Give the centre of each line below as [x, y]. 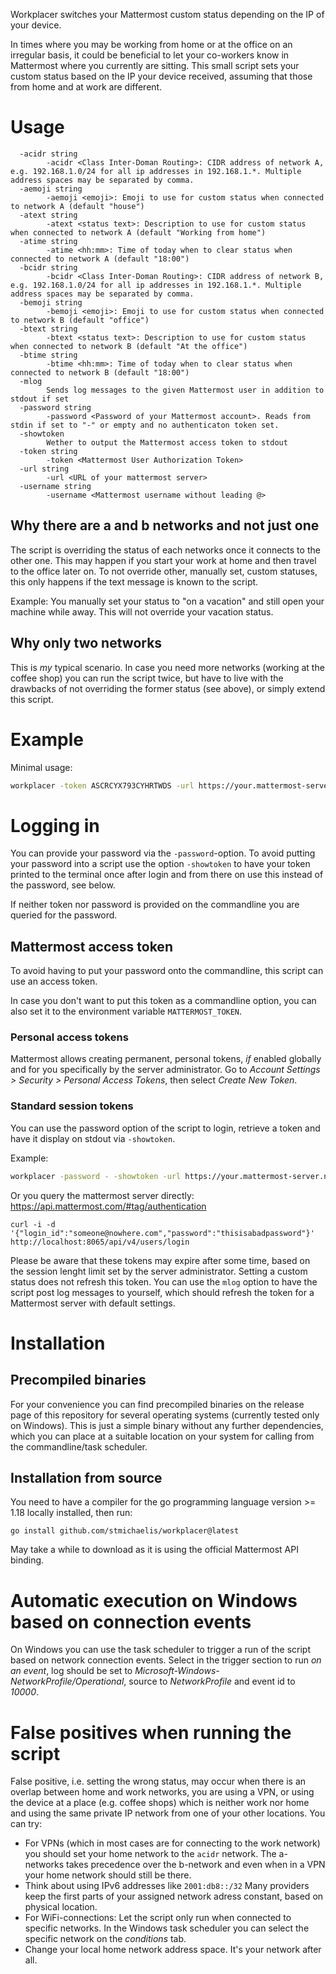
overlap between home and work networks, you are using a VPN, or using [162, 1792]
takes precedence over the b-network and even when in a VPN [196, 1865]
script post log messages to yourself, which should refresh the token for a [162, 1292]
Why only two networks [86, 643]
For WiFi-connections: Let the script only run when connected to [158, 1918]
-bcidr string [48, 267]
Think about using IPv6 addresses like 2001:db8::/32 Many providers [167, 1886]
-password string [55, 407]
